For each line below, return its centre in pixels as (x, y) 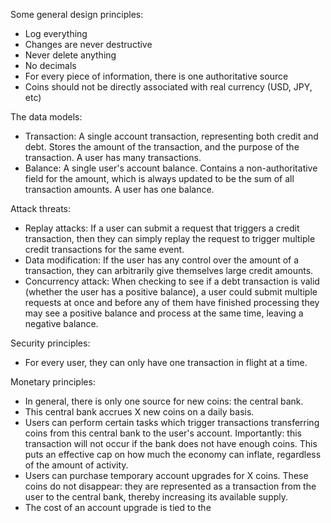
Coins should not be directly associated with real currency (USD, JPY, (168, 87)
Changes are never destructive (88, 44)
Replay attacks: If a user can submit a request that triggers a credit (162, 228)
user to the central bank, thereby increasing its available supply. (156, 497)
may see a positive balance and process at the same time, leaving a (164, 313)
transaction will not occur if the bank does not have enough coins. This (171, 443)
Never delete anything (70, 55)
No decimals (50, 65)
